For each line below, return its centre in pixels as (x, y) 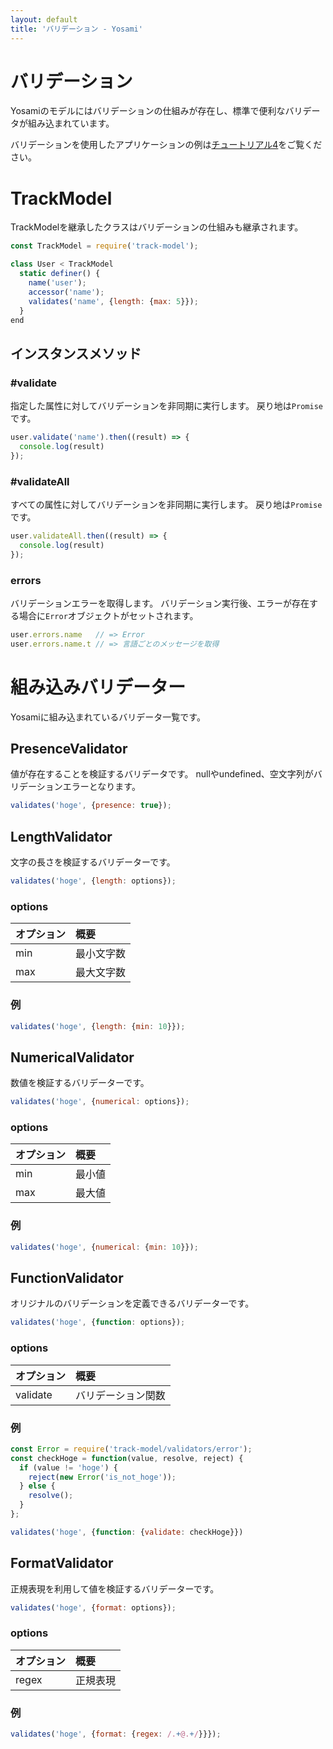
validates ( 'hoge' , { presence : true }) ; (91, 806)
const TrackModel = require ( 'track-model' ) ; (104, 246)
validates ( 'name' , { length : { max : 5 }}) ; (113, 301)
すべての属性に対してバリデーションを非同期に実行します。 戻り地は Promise (166, 504)
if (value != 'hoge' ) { (68, 1467)
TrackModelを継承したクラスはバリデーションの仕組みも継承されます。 (157, 227)
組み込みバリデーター (98, 687)
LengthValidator (61, 836)
